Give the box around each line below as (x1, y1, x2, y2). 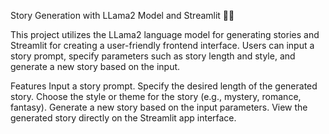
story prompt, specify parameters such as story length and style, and (10, 50, 296, 62)
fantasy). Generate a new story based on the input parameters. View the (10, 101, 308, 113)
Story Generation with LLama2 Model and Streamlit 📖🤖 (10, 10, 235, 21)
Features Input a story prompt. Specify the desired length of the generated (10, 80, 318, 92)
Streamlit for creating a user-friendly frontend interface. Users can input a (10, 40, 315, 51)
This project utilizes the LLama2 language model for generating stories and (10, 29, 320, 40)
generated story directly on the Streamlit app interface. (10, 112, 237, 124)
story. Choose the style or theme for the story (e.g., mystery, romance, (10, 91, 302, 102)
